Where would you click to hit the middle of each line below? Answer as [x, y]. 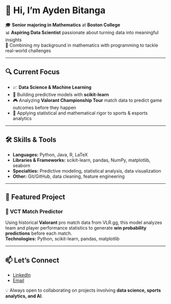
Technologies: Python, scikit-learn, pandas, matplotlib [62, 239]
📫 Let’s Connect [32, 260]
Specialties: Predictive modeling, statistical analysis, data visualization [87, 171]
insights [13, 40]
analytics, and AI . [24, 296]
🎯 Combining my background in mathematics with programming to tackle [82, 45]
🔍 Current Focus [33, 72]
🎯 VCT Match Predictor [34, 211]
